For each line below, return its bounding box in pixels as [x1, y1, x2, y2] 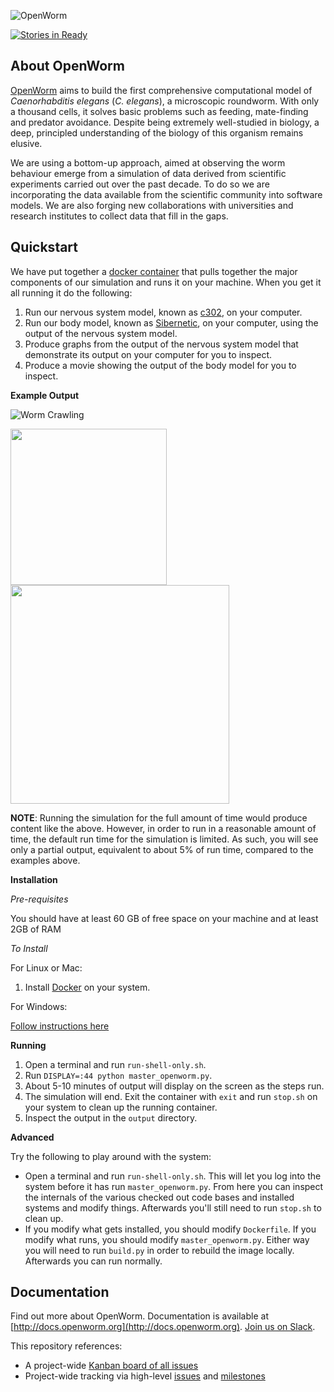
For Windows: [10, 1000, 68, 1012]
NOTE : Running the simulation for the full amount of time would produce [10, 811, 308, 824]
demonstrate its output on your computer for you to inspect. [24, 348, 273, 360]
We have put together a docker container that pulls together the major [10, 265, 298, 277]
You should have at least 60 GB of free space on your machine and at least [10, 912, 319, 924]
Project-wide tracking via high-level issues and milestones [24, 1370, 266, 1382]
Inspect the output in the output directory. [24, 1111, 198, 1124]
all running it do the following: [10, 286, 133, 299]
